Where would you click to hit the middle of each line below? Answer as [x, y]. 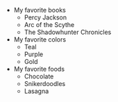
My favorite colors [40, 40]
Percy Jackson [45, 17]
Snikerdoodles [45, 84]
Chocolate [39, 76]
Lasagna [36, 91]
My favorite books [40, 10]
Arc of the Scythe [49, 25]
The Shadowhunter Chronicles [68, 32]
